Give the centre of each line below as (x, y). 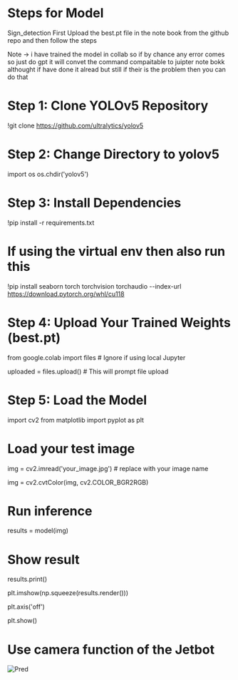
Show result (43, 559)
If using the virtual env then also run (117, 251)
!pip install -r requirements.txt (51, 222)
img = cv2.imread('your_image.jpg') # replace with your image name (108, 468)
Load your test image (71, 449)
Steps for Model (56, 13)
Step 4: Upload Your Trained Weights (119, 323)
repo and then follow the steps (52, 40)
